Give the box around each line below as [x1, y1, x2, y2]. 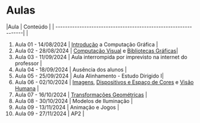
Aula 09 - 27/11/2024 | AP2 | [14, 110, 85, 117]
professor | [14, 60, 42, 67]
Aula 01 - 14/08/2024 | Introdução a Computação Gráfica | [14, 41, 158, 48]
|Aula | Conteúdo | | [6, 23, 55, 30]
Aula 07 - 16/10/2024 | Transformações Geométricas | [14, 91, 148, 98]
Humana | [14, 85, 39, 92]
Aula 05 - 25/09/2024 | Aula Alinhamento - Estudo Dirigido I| [14, 72, 164, 79]
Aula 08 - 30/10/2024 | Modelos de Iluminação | [14, 97, 133, 104]
